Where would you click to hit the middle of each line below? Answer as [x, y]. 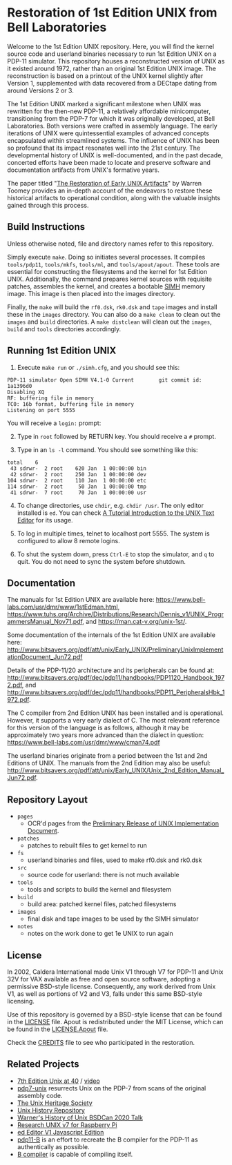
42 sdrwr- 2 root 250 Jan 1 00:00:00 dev [78, 474]
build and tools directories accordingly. [64, 329]
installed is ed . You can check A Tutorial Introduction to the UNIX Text [116, 513]
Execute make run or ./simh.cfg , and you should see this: [98, 367]
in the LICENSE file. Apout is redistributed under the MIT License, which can [115, 1022]
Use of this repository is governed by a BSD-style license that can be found [115, 1015]
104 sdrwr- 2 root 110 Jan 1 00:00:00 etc [77, 480]
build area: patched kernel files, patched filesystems [102, 904]
